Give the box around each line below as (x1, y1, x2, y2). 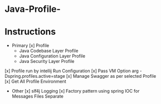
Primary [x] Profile (11, 43, 50, 49)
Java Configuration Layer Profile (19, 53, 85, 59)
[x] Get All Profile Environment (4, 78, 66, 85)
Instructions (4, 26, 56, 38)
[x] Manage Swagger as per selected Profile (66, 73, 157, 79)
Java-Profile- (4, 3, 61, 15)
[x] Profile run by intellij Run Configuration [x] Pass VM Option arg (4, 68, 139, 74)
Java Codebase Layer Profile (19, 48, 79, 54)
